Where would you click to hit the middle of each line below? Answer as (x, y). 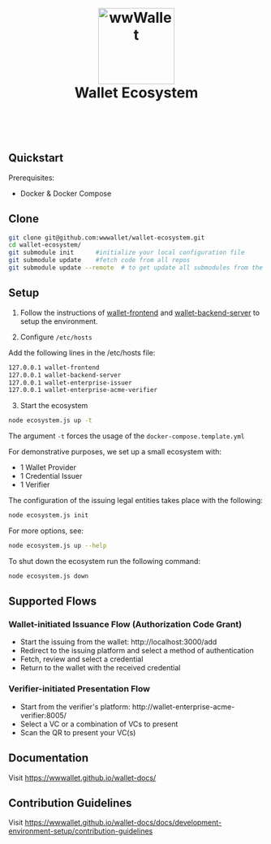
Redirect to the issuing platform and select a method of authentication (137, 651)
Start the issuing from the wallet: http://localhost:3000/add (118, 642)
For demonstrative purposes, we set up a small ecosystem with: (115, 452)
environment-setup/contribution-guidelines (81, 831)
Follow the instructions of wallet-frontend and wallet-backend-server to (140, 312)
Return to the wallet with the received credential (100, 668)
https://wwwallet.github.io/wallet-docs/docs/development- (123, 823)
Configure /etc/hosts (56, 337)
